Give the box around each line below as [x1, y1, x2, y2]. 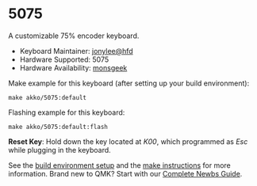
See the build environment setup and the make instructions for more [8, 160, 232, 170]
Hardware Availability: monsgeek [19, 63, 128, 72]
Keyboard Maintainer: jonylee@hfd [19, 46, 133, 55]
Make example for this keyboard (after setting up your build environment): [8, 78, 250, 88]
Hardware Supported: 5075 [19, 55, 109, 64]
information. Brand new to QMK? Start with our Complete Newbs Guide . [8, 169, 243, 178]
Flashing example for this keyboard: [8, 108, 125, 117]
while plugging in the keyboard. [8, 145, 111, 154]
